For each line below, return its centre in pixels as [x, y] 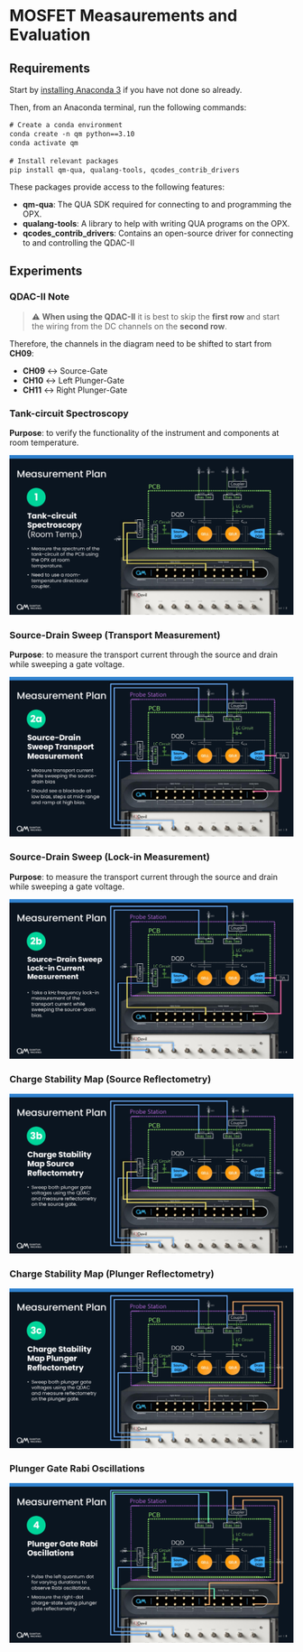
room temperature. [44, 442]
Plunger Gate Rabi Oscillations [78, 1469]
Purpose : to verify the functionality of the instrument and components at [144, 432]
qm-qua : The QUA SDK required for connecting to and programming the [157, 204]
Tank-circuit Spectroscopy [69, 413]
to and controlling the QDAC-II [78, 243]
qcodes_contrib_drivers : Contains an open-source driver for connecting [158, 233]
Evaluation [50, 35]
